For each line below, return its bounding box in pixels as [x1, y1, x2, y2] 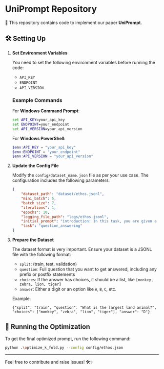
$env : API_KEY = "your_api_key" [12, 145, 76, 150]
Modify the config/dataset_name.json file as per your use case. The [12, 172, 149, 178]
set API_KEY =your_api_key [12, 118, 65, 123]
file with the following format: [12, 251, 71, 258]
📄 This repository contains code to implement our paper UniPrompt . [5, 20, 143, 25]
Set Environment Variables [12, 50, 68, 56]
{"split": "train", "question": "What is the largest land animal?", [12, 305, 157, 310]
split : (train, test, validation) [19, 261, 77, 267]
